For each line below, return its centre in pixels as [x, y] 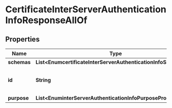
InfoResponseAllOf [46, 20]
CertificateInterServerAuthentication [86, 9]
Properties [23, 39]
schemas [19, 62]
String [43, 80]
